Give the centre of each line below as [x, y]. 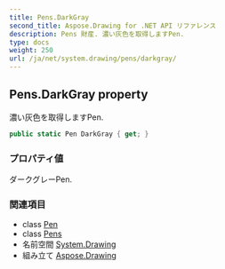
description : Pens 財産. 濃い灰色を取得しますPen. [97, 34]
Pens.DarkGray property [79, 95]
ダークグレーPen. [41, 179]
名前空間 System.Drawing [69, 244]
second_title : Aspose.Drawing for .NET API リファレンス [112, 26]
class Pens [42, 234]
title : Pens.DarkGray [49, 17]
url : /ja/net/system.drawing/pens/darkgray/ [93, 59]
